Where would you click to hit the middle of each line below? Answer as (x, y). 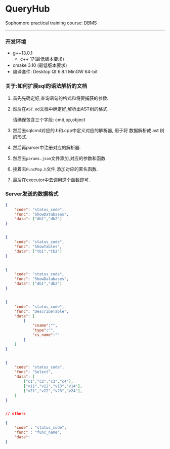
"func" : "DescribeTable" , (42, 311)
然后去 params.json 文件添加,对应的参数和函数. (60, 158)
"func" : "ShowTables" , (38, 247)
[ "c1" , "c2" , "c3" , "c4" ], (48, 382)
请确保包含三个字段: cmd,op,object (49, 119)
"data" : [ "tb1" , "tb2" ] (38, 251)
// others (16, 414)
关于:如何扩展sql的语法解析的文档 (46, 86)
